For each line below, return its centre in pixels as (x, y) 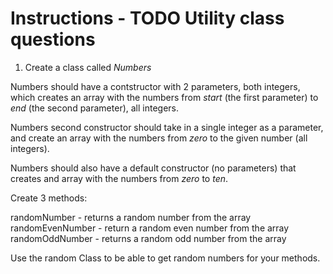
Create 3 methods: (49, 198)
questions (53, 39)
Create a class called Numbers (88, 67)
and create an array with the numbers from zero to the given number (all (159, 138)
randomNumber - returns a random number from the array (131, 217)
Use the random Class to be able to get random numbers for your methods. (165, 258)
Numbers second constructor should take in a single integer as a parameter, (167, 127)
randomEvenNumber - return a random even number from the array (150, 228)
